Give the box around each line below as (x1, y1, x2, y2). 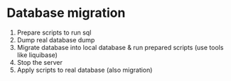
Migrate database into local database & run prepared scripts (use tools (16, 43, 224, 51)
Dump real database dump (16, 35, 95, 44)
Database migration (6, 5, 126, 21)
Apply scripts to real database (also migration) (16, 66, 153, 74)
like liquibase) (16, 51, 58, 59)
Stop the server (16, 58, 63, 66)
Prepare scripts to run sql (16, 28, 92, 37)
